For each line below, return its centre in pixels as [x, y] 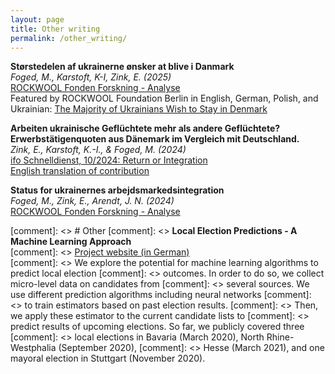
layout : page [37, 19]
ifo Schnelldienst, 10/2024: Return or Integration [109, 160]
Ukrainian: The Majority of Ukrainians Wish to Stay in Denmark [139, 109]
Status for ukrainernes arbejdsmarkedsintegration [117, 190]
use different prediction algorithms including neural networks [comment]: [161, 295]
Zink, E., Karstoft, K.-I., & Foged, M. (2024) [98, 150]
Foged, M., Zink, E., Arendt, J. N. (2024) [92, 201]
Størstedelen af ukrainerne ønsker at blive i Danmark [122, 67]
